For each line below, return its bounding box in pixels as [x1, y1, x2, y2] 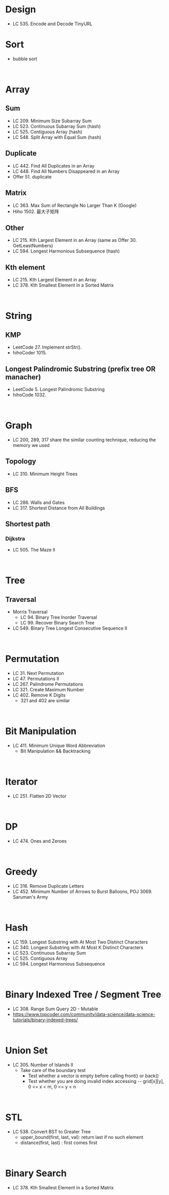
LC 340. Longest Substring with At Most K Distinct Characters [12, 944, 143, 950]
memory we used [12, 442, 50, 448]
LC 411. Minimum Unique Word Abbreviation [12, 742, 105, 749]
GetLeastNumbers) [12, 243, 53, 249]
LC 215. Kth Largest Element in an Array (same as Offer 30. [12, 237, 137, 243]
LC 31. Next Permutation [12, 670, 64, 676]
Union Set [5, 1044, 48, 1056]
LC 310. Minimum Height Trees [12, 471, 78, 477]
